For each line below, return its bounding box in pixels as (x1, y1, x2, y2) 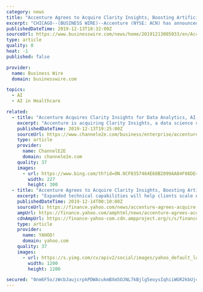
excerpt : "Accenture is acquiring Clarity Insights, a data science (17, 120, 193, 126)
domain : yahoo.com (22, 238, 69, 244)
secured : (6, 277, 28, 283)
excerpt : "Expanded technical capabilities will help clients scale (17, 193, 193, 199)
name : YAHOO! (22, 232, 56, 238)
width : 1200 (28, 260, 59, 266)
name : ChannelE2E (22, 148, 66, 154)
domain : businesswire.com (11, 76, 77, 82)
